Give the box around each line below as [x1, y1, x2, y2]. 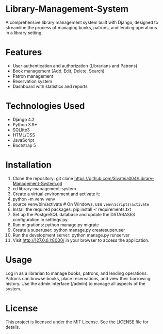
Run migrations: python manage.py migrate [12, 222, 99, 228]
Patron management [12, 73, 54, 79]
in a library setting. [5, 30, 43, 35]
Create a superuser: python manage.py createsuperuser [12, 227, 125, 233]
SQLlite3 [12, 127, 30, 133]
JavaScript [12, 137, 34, 143]
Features [5, 47, 42, 58]
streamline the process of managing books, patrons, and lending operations [5, 24, 157, 30]
